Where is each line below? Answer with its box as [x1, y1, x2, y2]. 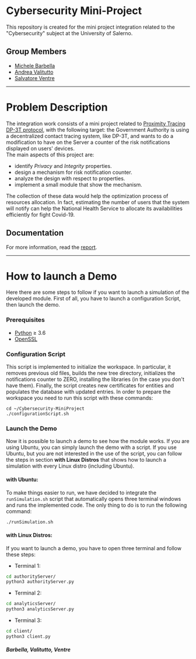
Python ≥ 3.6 [14, 329, 46, 336]
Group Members [6, 47, 67, 57]
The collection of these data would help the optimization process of [6, 192, 169, 200]
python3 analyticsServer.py [6, 606, 75, 612]
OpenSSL [14, 335, 38, 342]
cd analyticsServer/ [6, 601, 57, 607]
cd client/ [6, 628, 33, 634]
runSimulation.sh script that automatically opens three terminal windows [6, 495, 181, 502]
